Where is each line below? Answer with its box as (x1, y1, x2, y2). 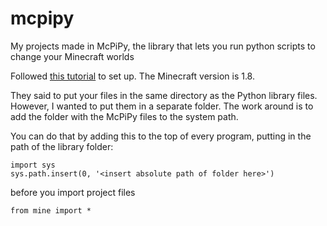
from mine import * (10, 205, 92, 216)
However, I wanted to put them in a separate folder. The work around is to (10, 100, 314, 112)
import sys (10, 160, 56, 170)
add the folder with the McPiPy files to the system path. (10, 110, 239, 122)
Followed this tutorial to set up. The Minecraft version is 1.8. (10, 70, 255, 82)
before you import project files (10, 186, 136, 198)
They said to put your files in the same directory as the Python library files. (10, 89, 318, 101)
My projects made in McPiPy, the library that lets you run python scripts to (10, 40, 316, 52)
